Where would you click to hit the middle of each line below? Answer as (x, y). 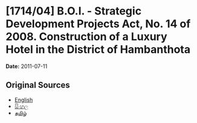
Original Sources (38, 85)
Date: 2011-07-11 (27, 66)
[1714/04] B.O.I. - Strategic (74, 11)
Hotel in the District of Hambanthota (98, 50)
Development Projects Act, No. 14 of (98, 24)
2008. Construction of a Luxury (86, 37)
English (24, 99)
